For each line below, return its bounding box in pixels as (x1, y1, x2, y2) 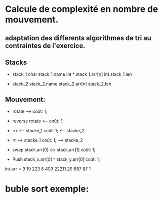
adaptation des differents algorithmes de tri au (5, 34, 152, 42)
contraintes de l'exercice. (5, 41, 85, 50)
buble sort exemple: (5, 183, 89, 195)
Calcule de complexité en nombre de (5, 3, 158, 15)
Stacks (5, 58, 27, 66)
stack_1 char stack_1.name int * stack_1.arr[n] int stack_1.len (12, 71, 132, 77)
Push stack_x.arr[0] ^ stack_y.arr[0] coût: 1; (12, 156, 100, 162)
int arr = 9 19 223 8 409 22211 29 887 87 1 (5, 166, 91, 172)
